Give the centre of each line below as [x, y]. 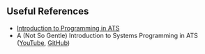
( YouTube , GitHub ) [43, 43]
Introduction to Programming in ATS [68, 28]
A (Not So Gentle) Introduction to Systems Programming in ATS [107, 35]
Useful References [48, 11]
